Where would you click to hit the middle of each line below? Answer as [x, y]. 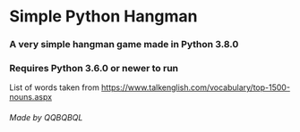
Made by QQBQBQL [46, 117]
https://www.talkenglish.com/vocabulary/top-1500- [196, 87]
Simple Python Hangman [104, 16]
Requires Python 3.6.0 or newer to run [94, 69]
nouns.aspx [30, 97]
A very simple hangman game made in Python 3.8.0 [124, 45]
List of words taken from [55, 87]
